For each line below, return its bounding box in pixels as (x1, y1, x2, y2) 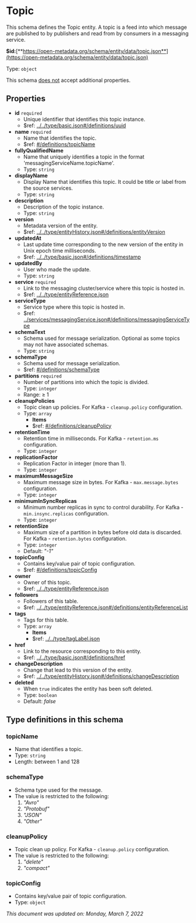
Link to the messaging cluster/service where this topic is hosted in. (23, 284, 185, 292)
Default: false (23, 697, 56, 704)
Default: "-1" (23, 547, 54, 554)
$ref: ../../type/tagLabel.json (32, 635, 100, 642)
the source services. (23, 184, 73, 191)
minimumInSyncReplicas (14, 497, 77, 504)
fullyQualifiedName (14, 147, 64, 154)
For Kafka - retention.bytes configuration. (23, 535, 127, 542)
